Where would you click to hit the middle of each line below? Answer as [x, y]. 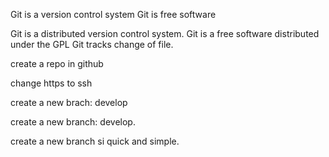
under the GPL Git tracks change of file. [92, 44]
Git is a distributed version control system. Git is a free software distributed [165, 33]
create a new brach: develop [69, 102]
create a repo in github [57, 63]
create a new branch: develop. [73, 122]
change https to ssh [51, 83]
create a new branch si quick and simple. [95, 141]
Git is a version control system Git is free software [113, 14]
